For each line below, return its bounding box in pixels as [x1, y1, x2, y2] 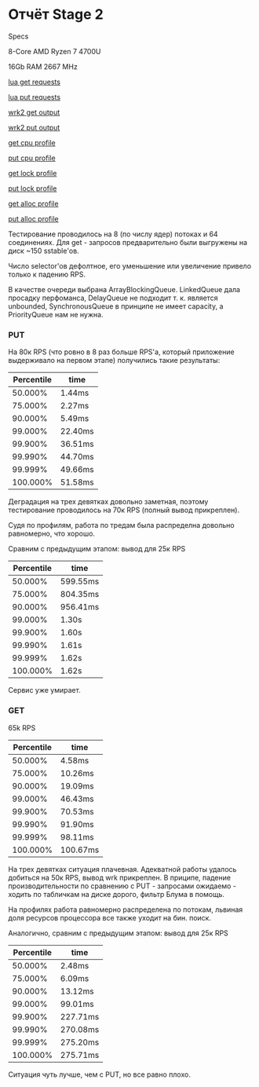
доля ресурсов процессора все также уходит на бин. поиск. [8, 913, 212, 922]
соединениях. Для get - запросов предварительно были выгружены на [8, 237, 248, 247]
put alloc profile [8, 214, 59, 223]
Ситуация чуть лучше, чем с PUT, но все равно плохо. [8, 1070, 191, 1079]
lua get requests [8, 77, 61, 86]
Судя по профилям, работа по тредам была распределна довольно [8, 521, 235, 530]
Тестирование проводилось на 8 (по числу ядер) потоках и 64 [8, 229, 218, 239]
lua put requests [8, 92, 61, 101]
